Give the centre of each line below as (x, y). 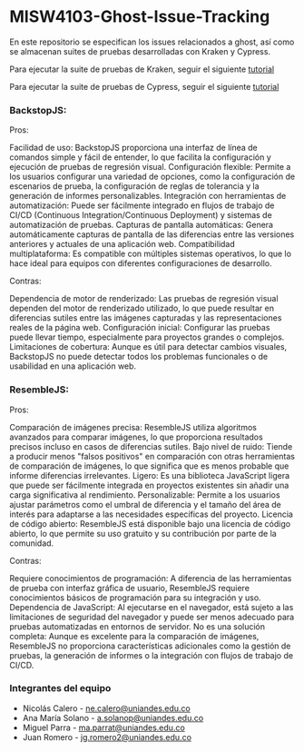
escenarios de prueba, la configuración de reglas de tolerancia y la (135, 186)
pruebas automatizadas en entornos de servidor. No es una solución (137, 626)
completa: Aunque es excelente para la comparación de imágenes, (134, 636)
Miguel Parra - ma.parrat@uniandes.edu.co (104, 727)
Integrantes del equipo (60, 688)
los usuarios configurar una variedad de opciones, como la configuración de (152, 177)
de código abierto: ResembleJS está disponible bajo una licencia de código (150, 523)
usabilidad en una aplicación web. (73, 366)
